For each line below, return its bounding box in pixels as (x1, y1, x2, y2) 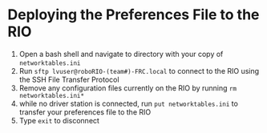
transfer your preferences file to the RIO (18, 107, 152, 117)
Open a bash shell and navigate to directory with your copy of (18, 49, 224, 58)
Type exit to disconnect (18, 115, 99, 125)
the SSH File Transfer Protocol (18, 75, 119, 84)
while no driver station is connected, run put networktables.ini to (18, 99, 238, 108)
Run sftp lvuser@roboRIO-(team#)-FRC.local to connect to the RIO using (18, 66, 260, 75)
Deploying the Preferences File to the (7, 6, 260, 24)
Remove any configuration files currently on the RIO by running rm (18, 83, 237, 93)
